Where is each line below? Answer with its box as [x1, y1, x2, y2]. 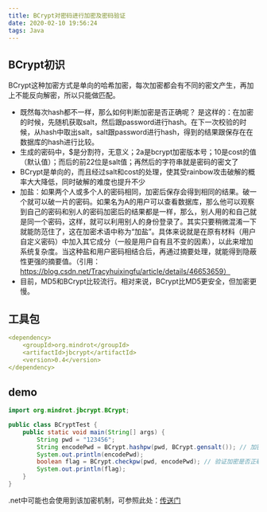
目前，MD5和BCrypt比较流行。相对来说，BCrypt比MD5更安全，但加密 [19, 276, 250, 287]
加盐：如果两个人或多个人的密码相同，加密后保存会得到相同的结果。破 [19, 187, 250, 197]
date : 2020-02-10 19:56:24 [8, 19, 98, 27]
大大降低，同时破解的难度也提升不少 [26, 177, 145, 187]
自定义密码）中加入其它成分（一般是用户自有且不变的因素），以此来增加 [19, 236, 253, 247]
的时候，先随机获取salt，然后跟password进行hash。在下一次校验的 [19, 117, 240, 127]
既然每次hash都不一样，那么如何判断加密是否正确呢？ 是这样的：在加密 [19, 107, 254, 117]
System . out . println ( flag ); [37, 465, 126, 474]
